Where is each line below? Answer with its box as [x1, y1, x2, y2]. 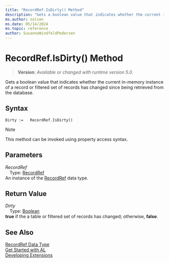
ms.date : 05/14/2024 [5, 21, 49, 27]
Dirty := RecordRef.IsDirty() [5, 117, 73, 122]
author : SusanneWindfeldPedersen [5, 31, 75, 36]
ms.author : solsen [5, 17, 44, 22]
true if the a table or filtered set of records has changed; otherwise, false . [5, 214, 158, 220]
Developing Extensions [5, 252, 53, 258]
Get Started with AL [5, 247, 46, 253]
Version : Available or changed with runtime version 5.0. [17, 69, 133, 75]
